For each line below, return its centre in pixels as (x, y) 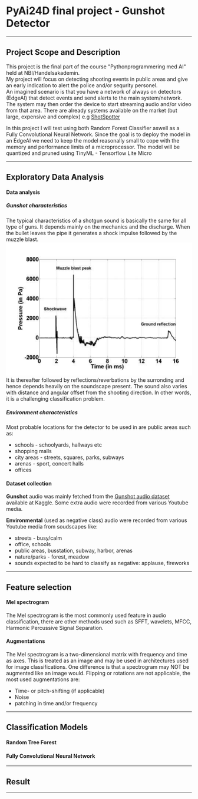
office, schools (33, 544)
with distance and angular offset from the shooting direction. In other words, (99, 392)
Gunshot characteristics (37, 206)
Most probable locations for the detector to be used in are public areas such (98, 427)
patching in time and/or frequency (56, 703)
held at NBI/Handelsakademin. (43, 72)
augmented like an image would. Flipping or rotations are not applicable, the (98, 673)
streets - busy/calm (38, 538)
